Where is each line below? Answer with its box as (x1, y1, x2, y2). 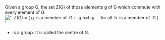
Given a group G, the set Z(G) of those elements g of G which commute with (5, 4, 161, 10)
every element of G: (5, 9, 46, 15)
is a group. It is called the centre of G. (12, 30, 89, 35)
